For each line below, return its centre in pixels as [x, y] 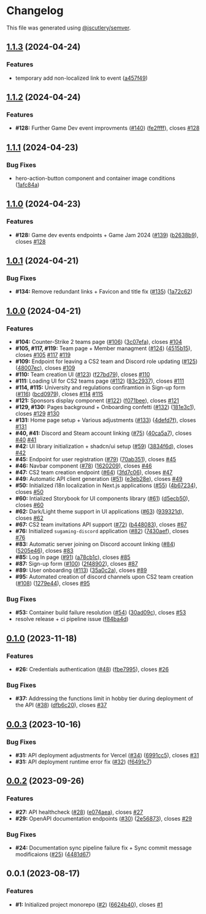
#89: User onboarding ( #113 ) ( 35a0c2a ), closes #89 [81, 570]
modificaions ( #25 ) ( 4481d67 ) [53, 854]
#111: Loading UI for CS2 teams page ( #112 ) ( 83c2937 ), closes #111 [100, 381]
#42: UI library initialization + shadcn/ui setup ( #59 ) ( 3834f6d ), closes [104, 447]
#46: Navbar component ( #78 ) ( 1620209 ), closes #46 [83, 466]
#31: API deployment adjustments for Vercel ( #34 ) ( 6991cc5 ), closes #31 [107, 756]
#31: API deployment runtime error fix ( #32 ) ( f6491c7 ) [83, 762]
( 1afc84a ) [27, 185]
